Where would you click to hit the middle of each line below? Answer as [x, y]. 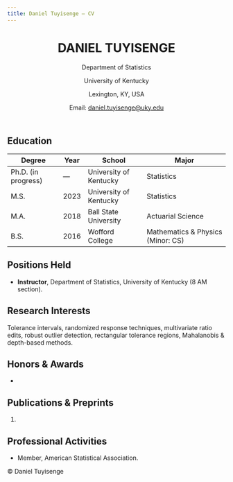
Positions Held [39, 265]
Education [30, 140]
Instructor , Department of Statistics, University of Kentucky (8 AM [112, 282]
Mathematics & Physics [184, 232]
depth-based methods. [40, 342]
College [100, 240]
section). [30, 289]
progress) [27, 180]
